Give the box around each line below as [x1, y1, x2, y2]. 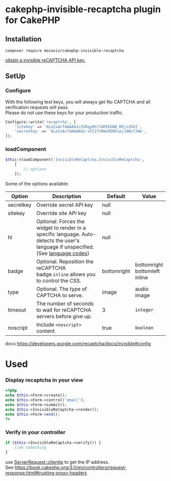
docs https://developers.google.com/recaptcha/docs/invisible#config [5, 340, 151, 346]
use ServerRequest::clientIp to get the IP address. [5, 459, 109, 465]
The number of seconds [36, 300, 94, 307]
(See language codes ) [36, 250, 90, 257]
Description [52, 193, 81, 200]
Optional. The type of [36, 285, 88, 292]
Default [106, 193, 126, 200]
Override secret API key [36, 201, 93, 208]
